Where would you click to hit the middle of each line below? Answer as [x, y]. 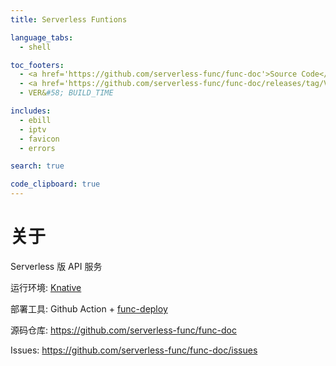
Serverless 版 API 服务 [56, 266]
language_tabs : [42, 37]
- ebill [35, 120]
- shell [35, 47]
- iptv [33, 129]
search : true [37, 166]
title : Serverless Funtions [69, 19]
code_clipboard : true [55, 184]
